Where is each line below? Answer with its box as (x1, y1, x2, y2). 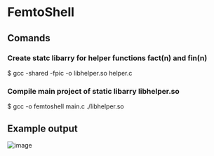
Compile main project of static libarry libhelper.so (7, 86, 180, 96)
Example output (7, 122, 79, 134)
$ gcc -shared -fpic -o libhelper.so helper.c (7, 69, 133, 77)
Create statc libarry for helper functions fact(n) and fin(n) (7, 53, 208, 63)
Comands (7, 32, 51, 44)
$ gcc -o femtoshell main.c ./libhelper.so (7, 102, 124, 111)
